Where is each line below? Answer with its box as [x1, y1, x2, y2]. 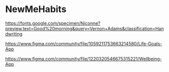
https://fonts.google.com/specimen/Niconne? [5, 20, 100, 26]
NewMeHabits [5, 4, 67, 15]
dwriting [5, 31, 23, 37]
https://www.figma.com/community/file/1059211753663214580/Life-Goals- [5, 40, 162, 46]
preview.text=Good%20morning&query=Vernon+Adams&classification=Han [5, 25, 164, 31]
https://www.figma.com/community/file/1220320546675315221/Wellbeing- [5, 55, 162, 61]
